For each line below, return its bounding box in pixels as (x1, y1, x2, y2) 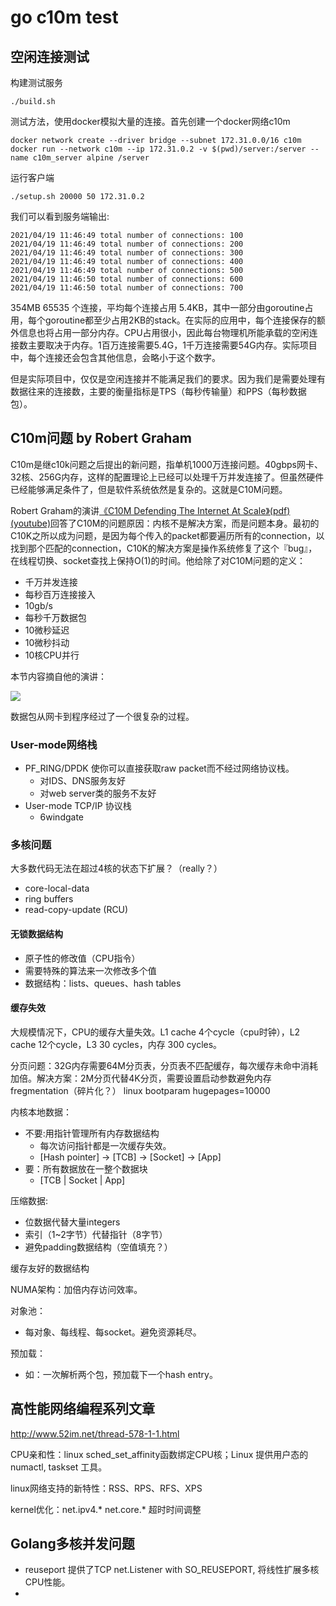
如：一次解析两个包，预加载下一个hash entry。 (24, 1368, 218, 1380)
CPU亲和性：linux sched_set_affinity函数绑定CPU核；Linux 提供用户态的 (10, 1448, 309, 1460)
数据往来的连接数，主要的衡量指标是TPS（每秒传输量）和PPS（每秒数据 (10, 386, 307, 397)
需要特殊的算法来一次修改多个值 (24, 964, 157, 976)
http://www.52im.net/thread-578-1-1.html (10, 1427, 180, 1440)
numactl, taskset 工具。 (10, 1461, 108, 1473)
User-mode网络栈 (10, 737, 98, 751)
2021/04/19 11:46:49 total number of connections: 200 (10, 239, 244, 249)
